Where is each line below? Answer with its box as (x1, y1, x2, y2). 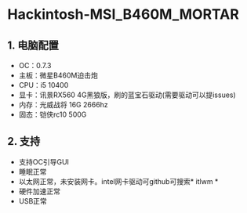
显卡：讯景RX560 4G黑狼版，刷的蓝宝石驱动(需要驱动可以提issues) (18, 90, 236, 99)
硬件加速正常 (18, 186, 60, 196)
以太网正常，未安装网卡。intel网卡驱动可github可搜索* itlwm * (18, 176, 219, 186)
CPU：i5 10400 (18, 81, 69, 89)
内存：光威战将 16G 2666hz (18, 100, 109, 109)
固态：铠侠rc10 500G (18, 110, 87, 119)
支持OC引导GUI (18, 157, 70, 166)
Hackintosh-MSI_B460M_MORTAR (7, 5, 240, 23)
